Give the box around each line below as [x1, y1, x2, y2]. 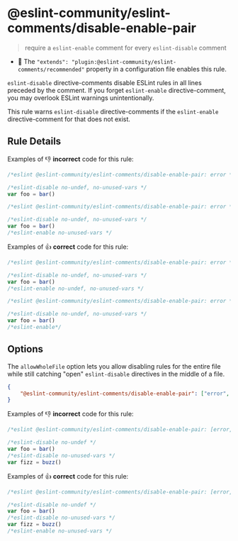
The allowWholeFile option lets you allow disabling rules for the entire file [7, 362, 221, 370]
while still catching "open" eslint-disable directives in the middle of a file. [7, 369, 225, 378]
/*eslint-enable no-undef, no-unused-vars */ [7, 285, 144, 292]
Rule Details [7, 135, 62, 147]
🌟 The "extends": [17, 57, 69, 65]
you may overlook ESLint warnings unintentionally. [7, 94, 154, 102]
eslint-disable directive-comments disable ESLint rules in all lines [7, 78, 202, 87]
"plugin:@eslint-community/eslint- [72, 58, 177, 65]
